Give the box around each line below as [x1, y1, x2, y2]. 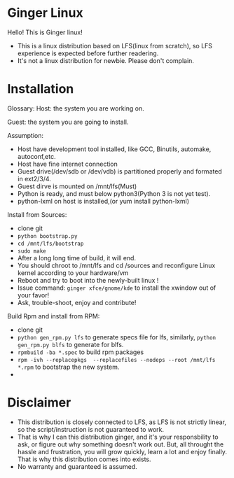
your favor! [17, 290, 50, 299]
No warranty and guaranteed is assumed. [17, 462, 138, 470]
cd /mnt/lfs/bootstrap [17, 240, 84, 247]
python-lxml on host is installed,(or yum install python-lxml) [17, 197, 190, 205]
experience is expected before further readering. [17, 49, 159, 57]
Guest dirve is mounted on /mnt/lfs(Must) [17, 182, 137, 190]
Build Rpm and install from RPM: [7, 311, 100, 320]
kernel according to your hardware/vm [17, 268, 129, 277]
